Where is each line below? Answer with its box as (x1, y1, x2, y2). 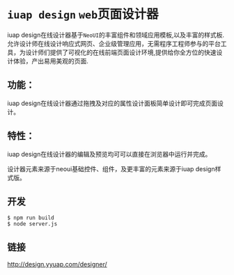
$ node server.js (7, 221, 58, 228)
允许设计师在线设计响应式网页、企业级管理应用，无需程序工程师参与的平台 (7, 39, 221, 47)
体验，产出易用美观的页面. (13, 56, 89, 65)
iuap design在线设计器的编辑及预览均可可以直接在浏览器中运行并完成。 (7, 150, 212, 158)
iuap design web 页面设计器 (7, 6, 159, 22)
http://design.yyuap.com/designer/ (7, 260, 108, 269)
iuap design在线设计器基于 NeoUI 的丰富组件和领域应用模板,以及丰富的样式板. (7, 31, 225, 39)
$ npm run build (7, 214, 54, 221)
